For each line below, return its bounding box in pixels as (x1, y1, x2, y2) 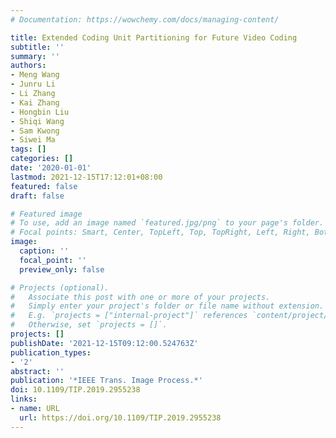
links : (10, 394, 38, 405)
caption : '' (19, 246, 70, 256)
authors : (10, 61, 47, 71)
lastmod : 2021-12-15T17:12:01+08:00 (10, 172, 163, 182)
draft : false (10, 191, 65, 201)
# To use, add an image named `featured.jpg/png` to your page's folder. (10, 218, 325, 228)
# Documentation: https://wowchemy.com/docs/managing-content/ (10, 14, 280, 25)
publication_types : (10, 347, 92, 358)
